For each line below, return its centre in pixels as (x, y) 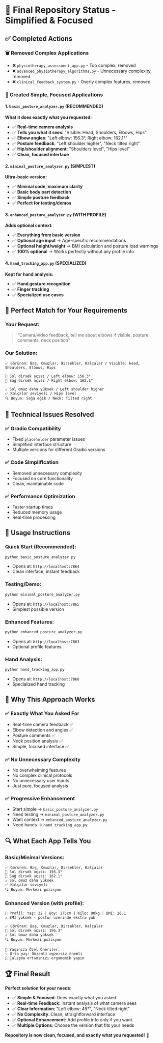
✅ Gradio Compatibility (33, 428)
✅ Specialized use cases (38, 295)
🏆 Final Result (28, 974)
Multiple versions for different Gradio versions (59, 450)
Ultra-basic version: (26, 177)
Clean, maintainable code (38, 483)
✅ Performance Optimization (40, 496)
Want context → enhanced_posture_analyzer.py (60, 819)
